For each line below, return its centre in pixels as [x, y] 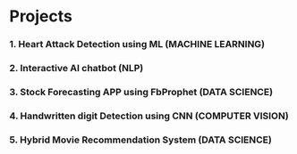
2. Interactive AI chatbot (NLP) [76, 69]
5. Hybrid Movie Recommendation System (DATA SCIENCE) [141, 140]
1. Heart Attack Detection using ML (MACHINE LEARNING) [137, 45]
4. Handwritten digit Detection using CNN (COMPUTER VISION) [149, 116]
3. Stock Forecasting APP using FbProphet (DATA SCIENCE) [141, 92]
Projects [41, 16]
